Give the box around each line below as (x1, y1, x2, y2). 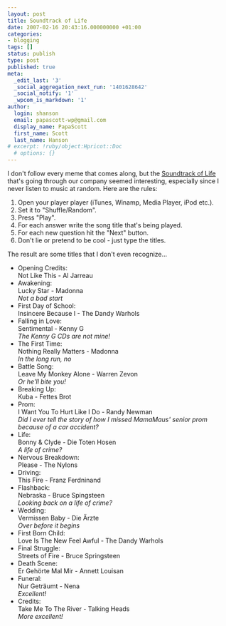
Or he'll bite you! (17, 377, 66, 386)
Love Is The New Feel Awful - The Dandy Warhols (17, 536, 163, 545)
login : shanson (14, 110, 59, 117)
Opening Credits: (17, 264, 68, 272)
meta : (7, 70, 23, 77)
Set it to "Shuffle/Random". (17, 206, 97, 214)
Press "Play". (17, 213, 56, 222)
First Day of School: (17, 302, 76, 310)
